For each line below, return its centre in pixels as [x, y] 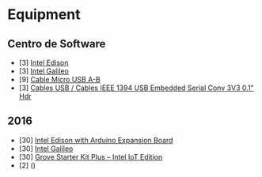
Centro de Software [57, 44]
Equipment [44, 15]
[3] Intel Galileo [44, 71]
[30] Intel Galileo [46, 149]
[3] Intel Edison [44, 62]
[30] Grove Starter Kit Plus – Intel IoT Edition [91, 156]
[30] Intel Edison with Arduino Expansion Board [96, 140]
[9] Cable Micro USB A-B [59, 79]
